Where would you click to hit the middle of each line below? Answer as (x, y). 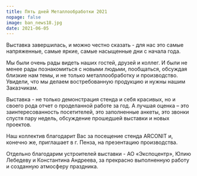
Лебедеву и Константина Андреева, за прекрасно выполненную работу (98, 160)
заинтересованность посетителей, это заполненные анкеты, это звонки (98, 112)
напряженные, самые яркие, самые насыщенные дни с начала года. (93, 52)
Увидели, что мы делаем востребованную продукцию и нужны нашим (96, 82)
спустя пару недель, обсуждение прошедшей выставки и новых (88, 119)
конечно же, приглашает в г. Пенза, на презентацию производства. (92, 142)
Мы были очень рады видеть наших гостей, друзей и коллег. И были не (97, 63)
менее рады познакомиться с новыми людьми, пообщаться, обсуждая (97, 69)
